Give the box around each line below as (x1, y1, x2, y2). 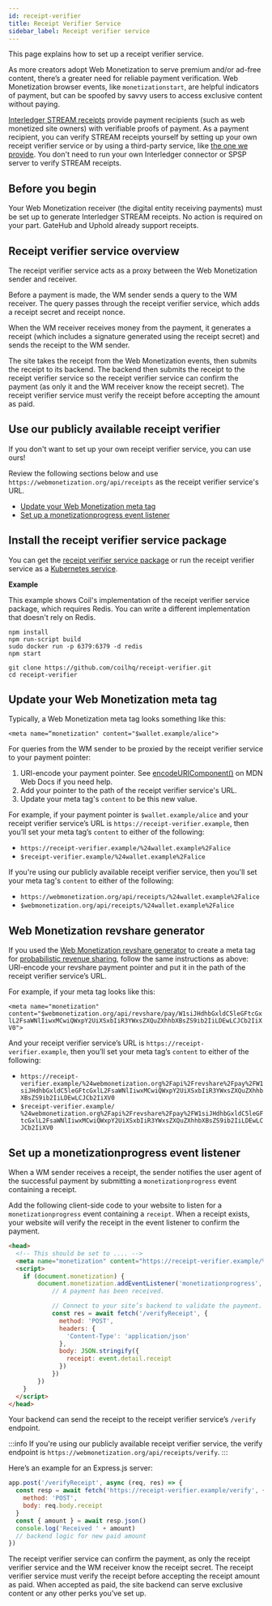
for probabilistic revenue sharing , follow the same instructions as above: (8, 954, 249, 964)
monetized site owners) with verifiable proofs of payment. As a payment (8, 123, 249, 134)
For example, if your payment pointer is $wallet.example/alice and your (8, 810, 249, 820)
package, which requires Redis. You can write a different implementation (8, 604, 251, 614)
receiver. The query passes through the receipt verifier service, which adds (8, 299, 261, 308)
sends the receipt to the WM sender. (8, 340, 130, 350)
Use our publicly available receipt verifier (8, 423, 221, 437)
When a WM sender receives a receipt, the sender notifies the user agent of (8, 1168, 262, 1178)
